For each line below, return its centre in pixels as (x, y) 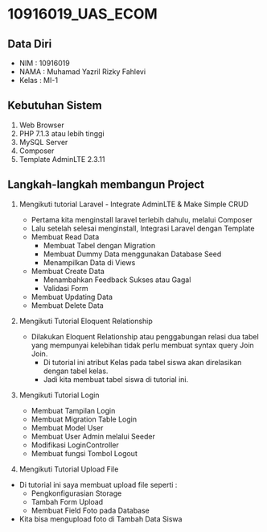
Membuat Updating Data (72, 297)
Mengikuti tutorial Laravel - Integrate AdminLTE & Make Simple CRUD (133, 204)
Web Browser (42, 125)
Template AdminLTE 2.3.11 (62, 159)
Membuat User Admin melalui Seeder (93, 436)
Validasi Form (66, 288)
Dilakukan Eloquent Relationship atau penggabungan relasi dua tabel (145, 336)
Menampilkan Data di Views (89, 262)
